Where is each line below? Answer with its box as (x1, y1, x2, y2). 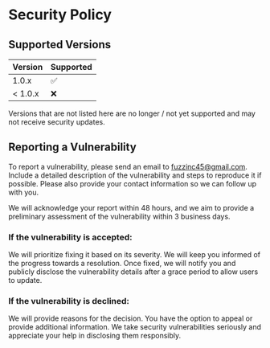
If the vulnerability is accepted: (8, 231, 133, 243)
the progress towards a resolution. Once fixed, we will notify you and (8, 259, 236, 268)
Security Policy (8, 6, 112, 24)
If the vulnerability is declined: (8, 296, 130, 307)
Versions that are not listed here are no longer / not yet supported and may (8, 108, 256, 118)
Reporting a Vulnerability (8, 141, 137, 154)
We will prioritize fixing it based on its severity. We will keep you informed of (8, 250, 261, 260)
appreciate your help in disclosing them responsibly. (8, 331, 182, 341)
